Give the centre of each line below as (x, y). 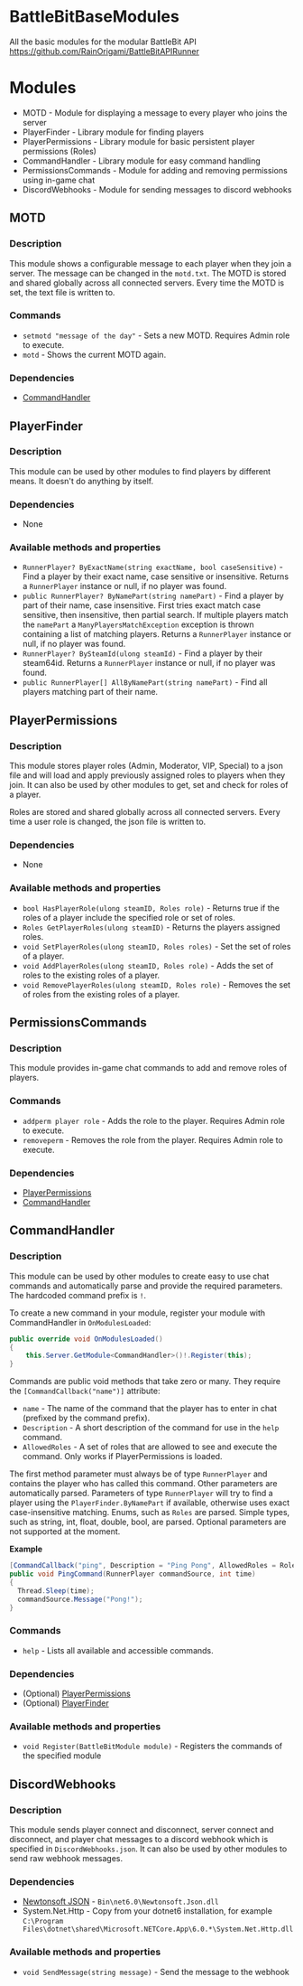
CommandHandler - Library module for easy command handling (142, 161)
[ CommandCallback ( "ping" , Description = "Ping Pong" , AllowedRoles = (143, 1566)
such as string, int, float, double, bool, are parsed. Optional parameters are (148, 1522)
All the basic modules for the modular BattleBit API (103, 42)
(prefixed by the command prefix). (86, 1418)
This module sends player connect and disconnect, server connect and (142, 1830)
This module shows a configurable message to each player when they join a (151, 263)
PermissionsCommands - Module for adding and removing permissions (155, 170)
